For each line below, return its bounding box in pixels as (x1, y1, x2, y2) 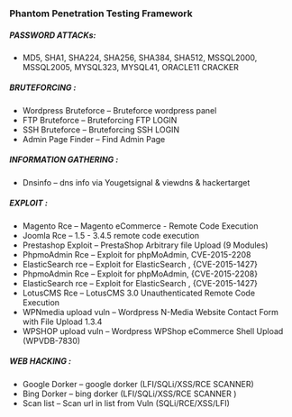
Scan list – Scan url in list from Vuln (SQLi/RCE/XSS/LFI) (22, 397, 230, 408)
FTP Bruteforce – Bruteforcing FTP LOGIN (22, 114, 178, 125)
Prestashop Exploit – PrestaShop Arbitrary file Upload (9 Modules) (22, 240, 269, 250)
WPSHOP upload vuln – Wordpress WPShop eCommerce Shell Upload (22, 325, 284, 336)
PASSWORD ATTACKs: (9, 30, 96, 41)
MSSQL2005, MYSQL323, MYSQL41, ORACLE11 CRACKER (22, 61, 239, 72)
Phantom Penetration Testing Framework (9, 7, 193, 20)
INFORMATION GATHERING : (9, 154, 119, 165)
